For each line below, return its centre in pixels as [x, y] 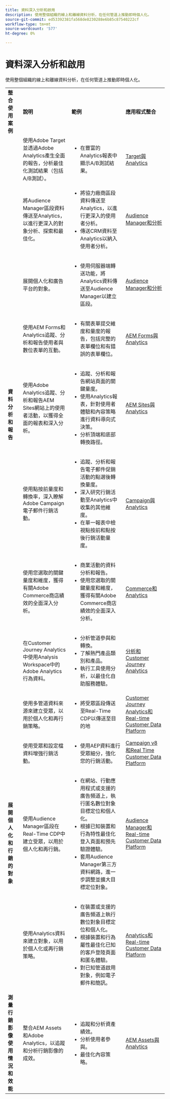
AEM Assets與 [142, 1040]
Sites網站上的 [39, 408]
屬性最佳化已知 [98, 945]
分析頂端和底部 [98, 434]
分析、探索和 [43, 231]
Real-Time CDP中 [44, 834]
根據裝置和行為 [98, 937]
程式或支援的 [100, 788]
